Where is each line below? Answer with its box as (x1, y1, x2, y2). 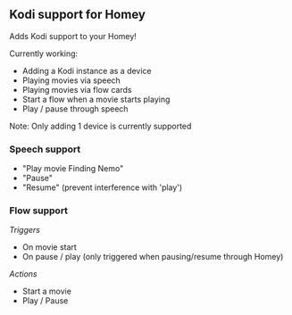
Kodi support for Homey (9, 7, 146, 22)
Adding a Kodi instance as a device (21, 65, 152, 76)
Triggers (9, 225, 40, 236)
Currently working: (9, 48, 79, 59)
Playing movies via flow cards (21, 84, 132, 95)
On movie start (21, 242, 78, 253)
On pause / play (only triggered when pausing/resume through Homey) (21, 252, 284, 262)
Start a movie (21, 286, 71, 297)
